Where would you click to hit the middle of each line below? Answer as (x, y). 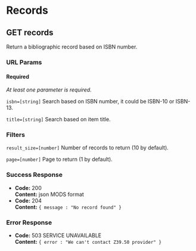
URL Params (24, 62)
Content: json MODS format (49, 194)
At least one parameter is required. (49, 90)
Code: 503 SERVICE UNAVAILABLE (58, 235)
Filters (16, 135)
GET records (30, 33)
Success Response (34, 175)
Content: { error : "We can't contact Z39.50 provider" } (88, 242)
